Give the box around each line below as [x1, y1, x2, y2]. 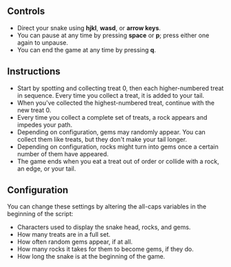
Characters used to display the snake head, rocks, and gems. [16, 223, 191, 231]
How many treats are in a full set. [16, 231, 111, 239]
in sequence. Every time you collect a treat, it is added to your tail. [16, 91, 205, 99]
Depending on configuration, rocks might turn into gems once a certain [16, 142, 219, 151]
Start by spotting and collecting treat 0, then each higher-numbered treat [16, 84, 224, 92]
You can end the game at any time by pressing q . [16, 45, 156, 54]
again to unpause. [16, 38, 69, 47]
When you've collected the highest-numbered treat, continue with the [16, 98, 215, 107]
